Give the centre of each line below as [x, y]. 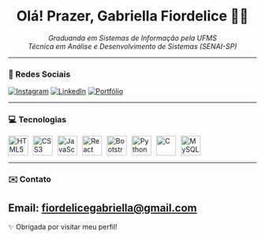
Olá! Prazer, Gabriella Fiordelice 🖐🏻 [132, 16]
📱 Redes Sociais [39, 74]
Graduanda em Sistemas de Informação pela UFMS [132, 38]
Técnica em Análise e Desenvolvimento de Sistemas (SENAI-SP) [132, 46]
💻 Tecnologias [37, 120]
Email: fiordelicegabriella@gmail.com [103, 208]
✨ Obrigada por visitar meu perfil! [63, 227]
